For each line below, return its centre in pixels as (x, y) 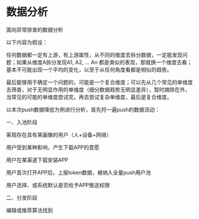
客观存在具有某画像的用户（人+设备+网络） (59, 134)
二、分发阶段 (22, 197)
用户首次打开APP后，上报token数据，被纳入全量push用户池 (78, 172)
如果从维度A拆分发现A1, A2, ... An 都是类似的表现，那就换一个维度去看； (104, 62)
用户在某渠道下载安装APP (37, 160)
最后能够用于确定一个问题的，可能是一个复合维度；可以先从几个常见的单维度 (99, 82)
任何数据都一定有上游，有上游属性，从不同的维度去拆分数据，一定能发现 (94, 54)
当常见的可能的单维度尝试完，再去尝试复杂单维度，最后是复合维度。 (89, 97)
